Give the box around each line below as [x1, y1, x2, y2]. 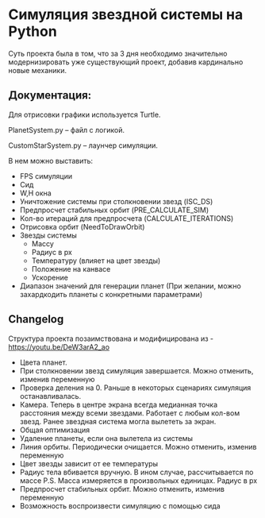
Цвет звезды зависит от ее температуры [19, 458, 159, 468]
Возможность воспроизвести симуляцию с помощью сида [19, 501, 221, 510]
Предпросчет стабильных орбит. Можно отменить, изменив [19, 484, 225, 493]
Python [8, 22, 57, 41]
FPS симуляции [19, 171, 73, 180]
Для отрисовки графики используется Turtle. [8, 110, 161, 119]
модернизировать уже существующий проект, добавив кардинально [8, 57, 244, 67]
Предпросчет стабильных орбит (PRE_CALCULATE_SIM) [19, 205, 209, 215]
